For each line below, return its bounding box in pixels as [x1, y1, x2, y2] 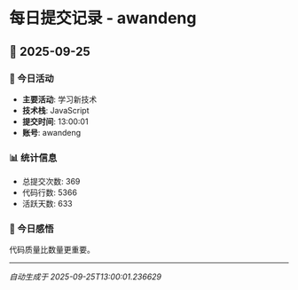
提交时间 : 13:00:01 [21, 116, 89, 127]
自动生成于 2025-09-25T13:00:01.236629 [9, 271, 162, 282]
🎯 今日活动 [9, 72, 55, 84]
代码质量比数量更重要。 [9, 245, 95, 255]
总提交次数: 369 [21, 176, 81, 187]
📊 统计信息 [9, 152, 58, 164]
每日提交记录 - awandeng [9, 8, 197, 28]
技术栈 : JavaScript [21, 105, 90, 115]
